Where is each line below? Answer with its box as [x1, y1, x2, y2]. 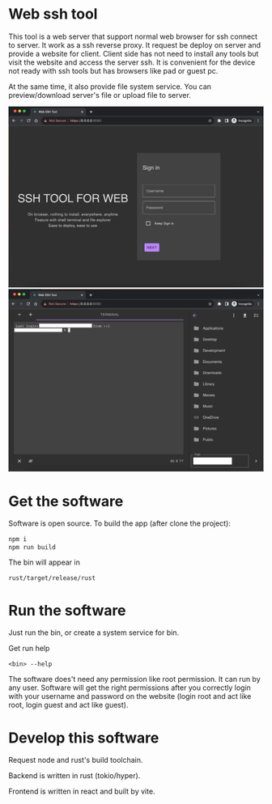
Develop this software [8, 729, 159, 747]
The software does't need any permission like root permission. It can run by [8, 675, 261, 684]
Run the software [8, 601, 127, 620]
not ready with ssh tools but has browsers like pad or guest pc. [8, 66, 219, 75]
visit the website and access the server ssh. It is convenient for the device [8, 57, 256, 67]
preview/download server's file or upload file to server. [8, 90, 192, 99]
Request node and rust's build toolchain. [8, 755, 143, 765]
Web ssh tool [8, 5, 98, 23]
